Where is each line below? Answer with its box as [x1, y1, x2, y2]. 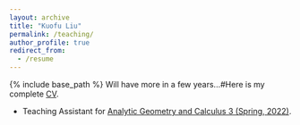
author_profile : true [9, 37, 90, 47]
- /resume [17, 54, 54, 63]
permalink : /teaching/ [9, 29, 94, 38]
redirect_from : [9, 46, 66, 55]
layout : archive [9, 12, 70, 22]
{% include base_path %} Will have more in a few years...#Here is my [9, 79, 266, 89]
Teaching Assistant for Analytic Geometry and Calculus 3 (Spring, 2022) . [21, 106, 292, 116]
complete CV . [9, 88, 59, 99]
